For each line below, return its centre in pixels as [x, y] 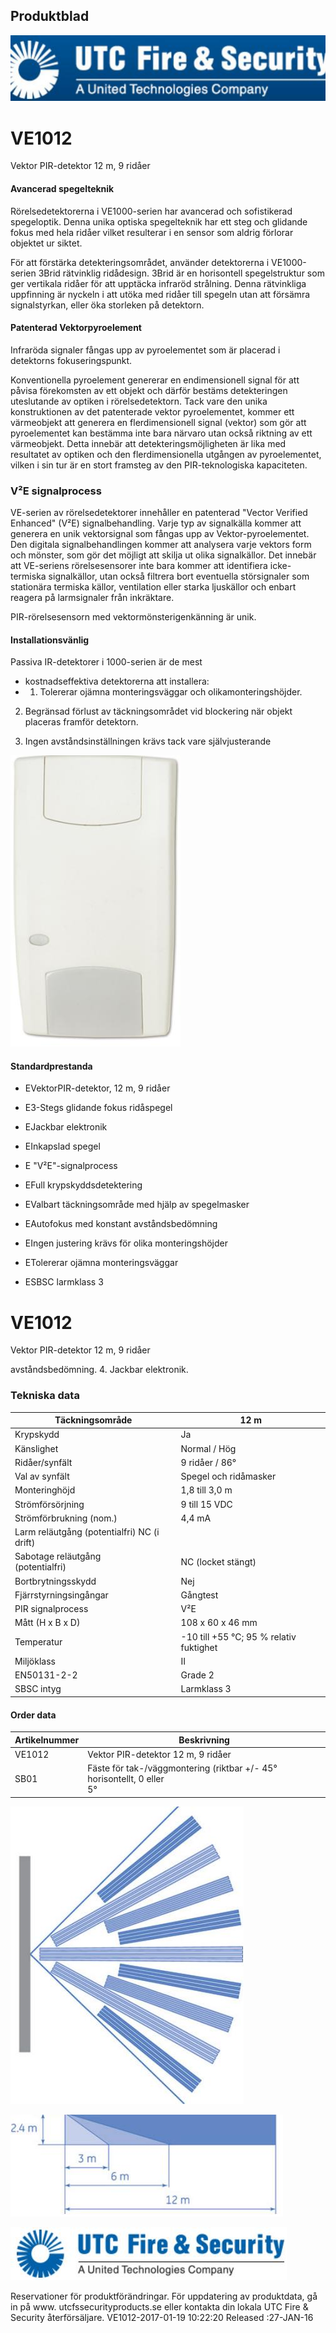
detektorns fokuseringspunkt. [71, 360]
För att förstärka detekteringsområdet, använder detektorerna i [140, 262]
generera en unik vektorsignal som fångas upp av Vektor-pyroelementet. [160, 534]
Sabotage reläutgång [58, 1556]
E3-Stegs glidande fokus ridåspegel [98, 1108]
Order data [33, 1715]
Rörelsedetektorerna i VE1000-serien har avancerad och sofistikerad [151, 211]
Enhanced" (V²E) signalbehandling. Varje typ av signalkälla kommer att [156, 523]
